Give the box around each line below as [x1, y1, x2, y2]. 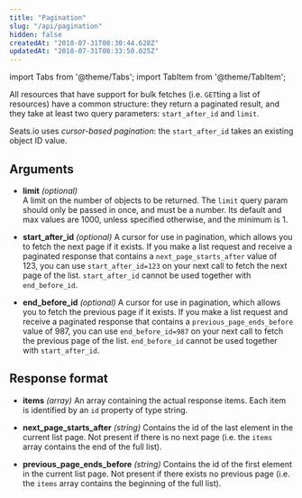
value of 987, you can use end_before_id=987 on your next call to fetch [22, 326, 284, 337]
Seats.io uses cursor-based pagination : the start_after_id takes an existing [9, 125, 294, 136]
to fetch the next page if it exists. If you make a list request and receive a [22, 241, 293, 252]
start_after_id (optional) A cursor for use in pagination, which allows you [22, 231, 293, 242]
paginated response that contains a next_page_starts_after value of [22, 250, 278, 262]
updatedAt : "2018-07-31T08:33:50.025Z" [9, 47, 160, 56]
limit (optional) [22, 185, 78, 196]
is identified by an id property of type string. [22, 404, 188, 415]
